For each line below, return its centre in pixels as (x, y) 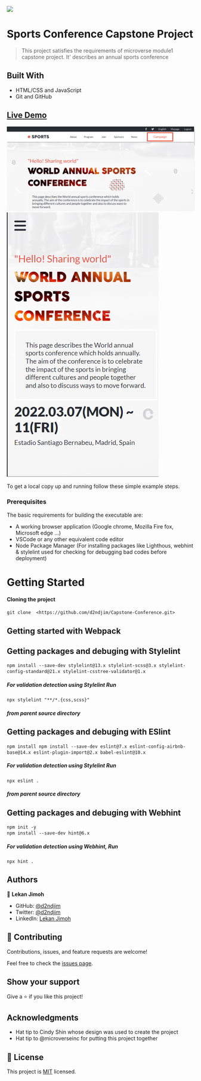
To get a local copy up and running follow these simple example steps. (93, 486)
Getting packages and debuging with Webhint (94, 813)
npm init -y (21, 827)
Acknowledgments (43, 1017)
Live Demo (27, 116)
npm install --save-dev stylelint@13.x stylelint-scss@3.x (82, 666)
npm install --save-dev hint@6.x (48, 833)
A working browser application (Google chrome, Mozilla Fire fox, (95, 526)
